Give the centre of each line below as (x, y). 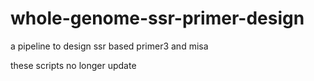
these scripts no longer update (73, 65)
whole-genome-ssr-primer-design (157, 18)
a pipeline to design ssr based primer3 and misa (109, 46)
